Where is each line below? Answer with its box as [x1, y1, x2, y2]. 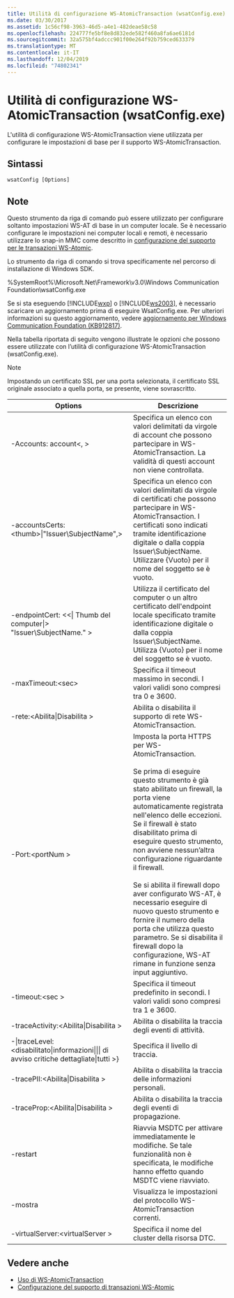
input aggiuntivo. [133, 967, 188, 977]
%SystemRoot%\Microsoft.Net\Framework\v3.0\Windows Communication [7, 278, 219, 287]
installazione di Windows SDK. [7, 265, 95, 273]
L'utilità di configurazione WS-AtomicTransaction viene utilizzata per [7, 130, 203, 138]
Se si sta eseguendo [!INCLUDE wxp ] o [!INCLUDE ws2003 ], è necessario [7, 299, 216, 308]
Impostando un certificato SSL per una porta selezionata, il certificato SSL [7, 377, 220, 385]
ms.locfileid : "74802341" [7, 62, 82, 69]
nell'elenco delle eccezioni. [133, 810, 222, 820]
